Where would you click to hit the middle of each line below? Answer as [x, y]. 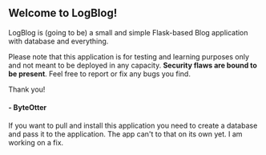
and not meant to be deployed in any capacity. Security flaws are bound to [133, 65]
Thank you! [27, 89]
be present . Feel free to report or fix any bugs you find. [99, 73]
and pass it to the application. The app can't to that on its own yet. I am [125, 134]
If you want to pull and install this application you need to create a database [133, 126]
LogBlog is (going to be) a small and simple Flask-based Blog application [128, 32]
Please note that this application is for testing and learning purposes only [129, 56]
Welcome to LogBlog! [63, 13]
